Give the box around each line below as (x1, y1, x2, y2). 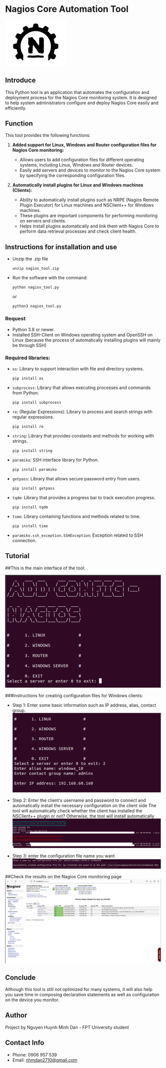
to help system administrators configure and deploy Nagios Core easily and (5, 100, 159, 106)
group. (12, 708, 26, 714)
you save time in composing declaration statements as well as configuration (5, 992, 160, 998)
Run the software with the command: (12, 275, 88, 281)
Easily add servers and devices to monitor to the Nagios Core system (19, 167, 161, 173)
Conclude (5, 973, 36, 982)
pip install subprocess (12, 400, 62, 405)
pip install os (12, 376, 44, 381)
